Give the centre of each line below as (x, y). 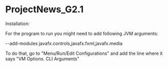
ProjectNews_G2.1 (44, 9)
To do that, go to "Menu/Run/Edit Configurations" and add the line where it (84, 53)
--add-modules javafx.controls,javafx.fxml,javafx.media (64, 43)
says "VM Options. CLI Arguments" (42, 59)
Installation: (17, 24)
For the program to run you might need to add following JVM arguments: (82, 33)
